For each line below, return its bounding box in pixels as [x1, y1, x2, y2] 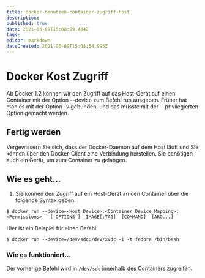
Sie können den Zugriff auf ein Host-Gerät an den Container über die [15, 190, 189, 198]
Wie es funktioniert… [6, 250, 72, 259]
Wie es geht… [6, 174, 61, 184]
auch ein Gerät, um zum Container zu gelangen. [6, 156, 127, 163]
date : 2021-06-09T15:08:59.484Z [6, 26, 89, 32]
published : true [6, 20, 48, 26]
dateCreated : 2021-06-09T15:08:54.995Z [6, 43, 108, 50]
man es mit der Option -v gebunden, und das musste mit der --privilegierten [6, 102, 199, 110]
